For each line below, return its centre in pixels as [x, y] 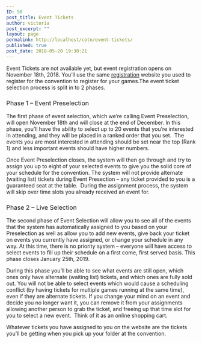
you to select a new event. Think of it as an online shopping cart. [87, 316]
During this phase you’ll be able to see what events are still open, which [95, 271]
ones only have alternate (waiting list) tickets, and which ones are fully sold [99, 277]
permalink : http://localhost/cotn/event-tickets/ [70, 40]
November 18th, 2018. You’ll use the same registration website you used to [99, 74]
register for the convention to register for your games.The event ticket [93, 81]
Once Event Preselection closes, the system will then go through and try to [99, 160]
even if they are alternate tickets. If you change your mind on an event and [98, 297]
